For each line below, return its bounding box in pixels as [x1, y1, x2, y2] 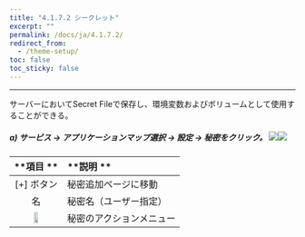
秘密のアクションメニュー [66, 212, 176, 224]
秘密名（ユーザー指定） [66, 194, 168, 207]
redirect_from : [9, 38, 67, 48]
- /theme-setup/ [17, 47, 79, 56]
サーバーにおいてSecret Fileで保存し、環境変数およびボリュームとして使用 [9, 98, 288, 109]
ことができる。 [16, 110, 74, 121]
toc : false [9, 55, 51, 64]
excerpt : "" [9, 22, 54, 31]
